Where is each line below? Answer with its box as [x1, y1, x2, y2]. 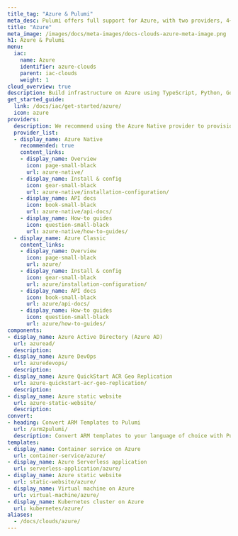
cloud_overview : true [7, 83, 72, 90]
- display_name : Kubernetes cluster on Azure [7, 498, 144, 506]
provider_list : [13, 129, 59, 136]
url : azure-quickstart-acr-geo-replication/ [13, 379, 147, 386]
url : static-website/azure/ [13, 479, 97, 486]
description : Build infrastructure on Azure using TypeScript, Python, [7, 89, 223, 96]
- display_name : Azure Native [13, 135, 103, 143]
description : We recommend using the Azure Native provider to [13, 122, 204, 130]
